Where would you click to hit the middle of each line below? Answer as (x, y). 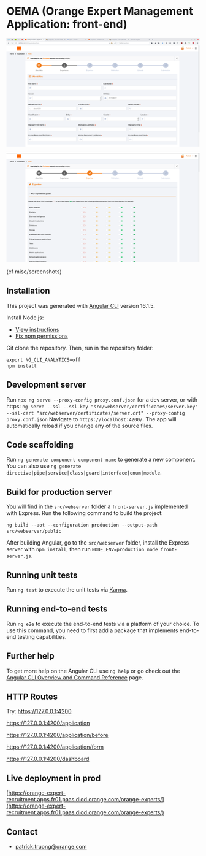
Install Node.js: (25, 318)
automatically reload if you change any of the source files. (80, 426)
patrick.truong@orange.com (51, 847)
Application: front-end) (67, 24)
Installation (28, 291)
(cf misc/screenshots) (34, 272)
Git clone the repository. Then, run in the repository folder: (80, 348)
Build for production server (59, 492)
